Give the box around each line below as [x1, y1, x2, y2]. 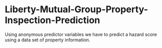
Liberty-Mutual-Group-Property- [5, 4, 148, 15]
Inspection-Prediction [5, 14, 100, 26]
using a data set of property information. [5, 37, 91, 43]
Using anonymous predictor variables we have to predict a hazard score [5, 31, 157, 37]
